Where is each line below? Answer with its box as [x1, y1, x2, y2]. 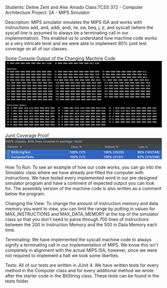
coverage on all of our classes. [5, 46, 68, 51]
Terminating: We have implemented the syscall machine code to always [5, 237, 152, 243]
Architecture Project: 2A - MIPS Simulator [5, 9, 90, 15]
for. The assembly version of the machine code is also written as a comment [5, 186, 162, 192]
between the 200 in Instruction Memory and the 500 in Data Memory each [5, 222, 158, 228]
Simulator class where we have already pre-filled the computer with [5, 170, 144, 176]
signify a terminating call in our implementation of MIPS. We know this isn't [5, 242, 159, 248]
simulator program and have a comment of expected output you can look [5, 180, 155, 186]
